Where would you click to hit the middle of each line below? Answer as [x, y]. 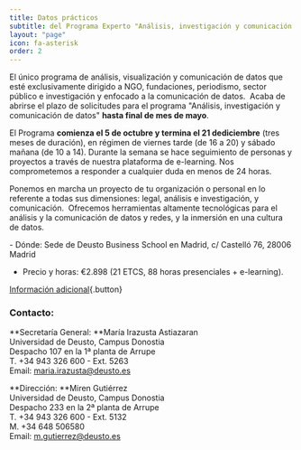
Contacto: [32, 313]
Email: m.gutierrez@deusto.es [65, 436]
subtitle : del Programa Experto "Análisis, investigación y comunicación [151, 26]
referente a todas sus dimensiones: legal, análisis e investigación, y [134, 199]
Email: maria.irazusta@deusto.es [70, 370]
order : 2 [26, 52]
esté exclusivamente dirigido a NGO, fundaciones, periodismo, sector [138, 87]
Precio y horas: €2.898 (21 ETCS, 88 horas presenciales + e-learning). [153, 272]
